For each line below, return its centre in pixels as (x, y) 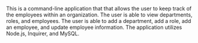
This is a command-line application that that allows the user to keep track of (99, 9)
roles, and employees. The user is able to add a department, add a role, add (99, 21)
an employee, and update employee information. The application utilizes (94, 27)
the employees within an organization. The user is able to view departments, (99, 15)
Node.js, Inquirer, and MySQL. (43, 34)
